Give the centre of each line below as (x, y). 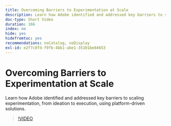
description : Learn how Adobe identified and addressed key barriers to (84, 15)
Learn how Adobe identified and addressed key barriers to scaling (75, 98)
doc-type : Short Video (29, 19)
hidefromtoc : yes (24, 39)
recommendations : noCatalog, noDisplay (48, 43)
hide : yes (16, 34)
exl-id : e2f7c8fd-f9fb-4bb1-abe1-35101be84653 (55, 48)
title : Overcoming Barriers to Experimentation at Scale (67, 10)
